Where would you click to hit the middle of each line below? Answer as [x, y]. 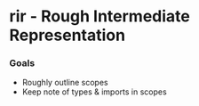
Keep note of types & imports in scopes [94, 92]
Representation [68, 35]
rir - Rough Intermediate [100, 16]
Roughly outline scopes [65, 83]
